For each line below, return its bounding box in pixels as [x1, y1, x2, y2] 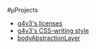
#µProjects [7, 6, 38, 14]
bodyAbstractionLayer [17, 34, 81, 42]
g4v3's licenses [17, 19, 63, 27]
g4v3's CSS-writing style [17, 27, 89, 35]
